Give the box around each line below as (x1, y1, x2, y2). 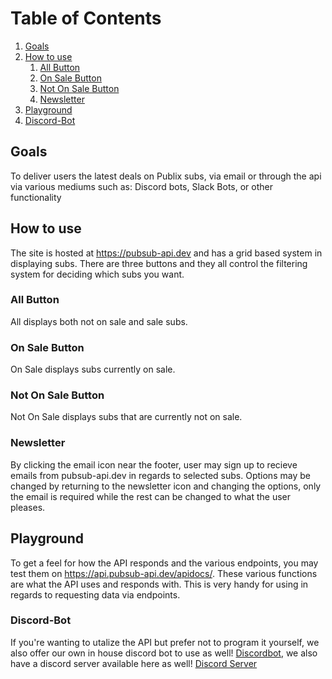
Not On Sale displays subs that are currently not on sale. (10, 411, 243, 423)
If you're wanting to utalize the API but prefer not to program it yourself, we (10, 636, 320, 648)
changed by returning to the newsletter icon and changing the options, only (10, 480, 322, 492)
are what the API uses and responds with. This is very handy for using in (10, 578, 309, 590)
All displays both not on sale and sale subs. (10, 315, 188, 327)
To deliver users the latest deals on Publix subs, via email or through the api (10, 170, 322, 182)
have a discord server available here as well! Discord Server (10, 657, 258, 669)
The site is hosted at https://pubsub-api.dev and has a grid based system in (10, 247, 323, 259)
